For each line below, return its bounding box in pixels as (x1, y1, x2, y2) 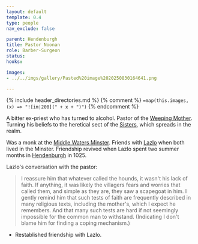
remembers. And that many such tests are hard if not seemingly (20, 207, 179, 214)
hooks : (6, 58, 23, 65)
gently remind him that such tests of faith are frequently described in (20, 194, 191, 201)
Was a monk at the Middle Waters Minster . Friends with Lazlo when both (6, 139, 185, 146)
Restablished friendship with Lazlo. (14, 231, 102, 239)
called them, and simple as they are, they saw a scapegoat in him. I (20, 188, 187, 195)
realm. (6, 127, 22, 135)
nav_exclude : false (6, 25, 55, 32)
